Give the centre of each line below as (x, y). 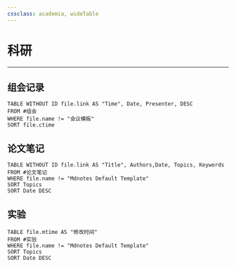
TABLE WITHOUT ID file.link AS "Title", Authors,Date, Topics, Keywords (116, 165)
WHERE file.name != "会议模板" (51, 119)
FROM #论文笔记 (27, 173)
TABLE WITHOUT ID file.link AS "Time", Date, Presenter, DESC (100, 104)
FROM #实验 (22, 240)
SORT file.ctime (31, 125)
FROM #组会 (22, 112)
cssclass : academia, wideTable (53, 14)
